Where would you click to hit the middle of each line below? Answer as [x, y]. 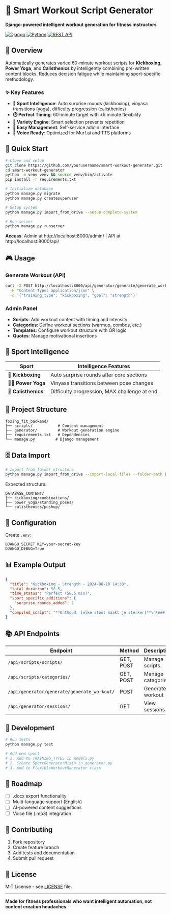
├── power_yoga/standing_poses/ [39, 502]
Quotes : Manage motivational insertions [55, 335]
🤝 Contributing [29, 829]
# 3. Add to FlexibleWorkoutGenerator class [53, 768]
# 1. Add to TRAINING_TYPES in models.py [50, 758]
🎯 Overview [24, 51]
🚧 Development [30, 728]
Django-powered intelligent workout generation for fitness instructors [81, 25]
